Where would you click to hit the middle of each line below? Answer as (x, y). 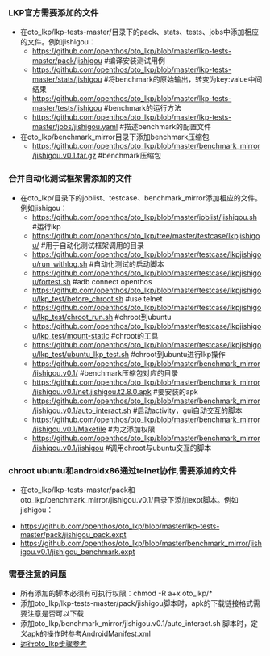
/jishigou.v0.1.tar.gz (64, 156)
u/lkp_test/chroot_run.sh (73, 317)
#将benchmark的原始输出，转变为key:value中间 (183, 79)
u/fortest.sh (51, 281)
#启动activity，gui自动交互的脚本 (188, 410)
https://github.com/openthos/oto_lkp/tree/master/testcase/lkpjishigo (146, 235)
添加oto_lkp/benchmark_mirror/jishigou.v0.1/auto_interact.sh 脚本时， (135, 624)
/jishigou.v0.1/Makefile (69, 429)
